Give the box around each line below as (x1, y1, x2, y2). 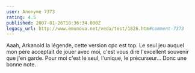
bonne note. (6, 61, 36, 68)
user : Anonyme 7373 (6, 8, 55, 15)
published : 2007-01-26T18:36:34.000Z (6, 20, 101, 26)
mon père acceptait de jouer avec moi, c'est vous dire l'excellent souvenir (6, 48, 189, 56)
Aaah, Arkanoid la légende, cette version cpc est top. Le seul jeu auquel (6, 42, 185, 49)
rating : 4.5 (6, 14, 36, 20)
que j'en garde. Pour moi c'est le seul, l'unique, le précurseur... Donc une (6, 54, 187, 62)
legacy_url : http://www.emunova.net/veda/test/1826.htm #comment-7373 (6, 25, 185, 32)
